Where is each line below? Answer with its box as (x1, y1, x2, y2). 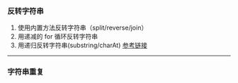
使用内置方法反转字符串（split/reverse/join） (17, 23, 148, 32)
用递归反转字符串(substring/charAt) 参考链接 (17, 41, 147, 50)
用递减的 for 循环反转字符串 (17, 32, 98, 41)
